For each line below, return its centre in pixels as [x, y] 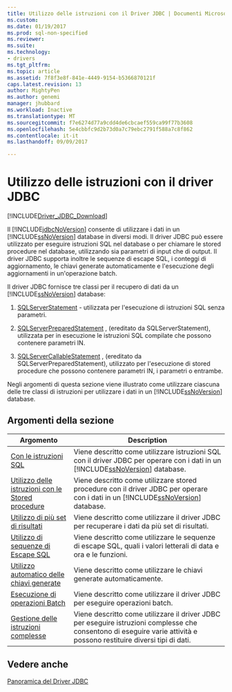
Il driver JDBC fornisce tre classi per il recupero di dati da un [93, 287]
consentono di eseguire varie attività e [136, 631]
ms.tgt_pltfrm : [29, 65]
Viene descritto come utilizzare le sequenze [145, 537]
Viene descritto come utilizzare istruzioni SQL [147, 452]
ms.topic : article [33, 71]
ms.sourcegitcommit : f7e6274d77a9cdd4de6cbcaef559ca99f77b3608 [100, 123]
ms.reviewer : [26, 39]
